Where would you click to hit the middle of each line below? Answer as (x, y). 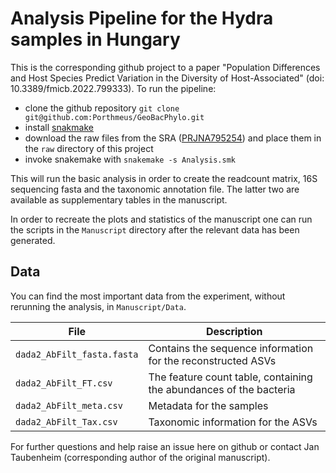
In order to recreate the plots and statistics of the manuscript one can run (161, 219)
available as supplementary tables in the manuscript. (119, 199)
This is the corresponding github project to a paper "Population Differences (165, 67)
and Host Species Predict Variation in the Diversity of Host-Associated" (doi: (167, 78)
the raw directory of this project (89, 148)
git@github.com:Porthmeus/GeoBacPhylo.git (114, 117)
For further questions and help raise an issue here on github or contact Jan (165, 446)
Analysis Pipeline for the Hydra (142, 18)
